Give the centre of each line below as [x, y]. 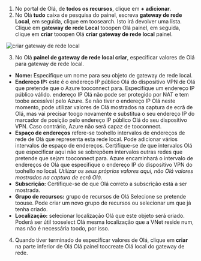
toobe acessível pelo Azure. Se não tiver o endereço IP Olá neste [95, 101]
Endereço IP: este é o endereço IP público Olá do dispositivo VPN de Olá [105, 82]
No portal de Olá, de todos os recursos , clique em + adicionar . [93, 9]
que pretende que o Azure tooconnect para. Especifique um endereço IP [105, 88]
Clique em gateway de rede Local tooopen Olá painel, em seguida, [97, 28]
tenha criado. [31, 209]
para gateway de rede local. [49, 64]
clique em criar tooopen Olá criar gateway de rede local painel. [94, 34]
